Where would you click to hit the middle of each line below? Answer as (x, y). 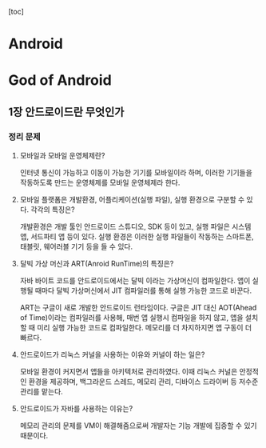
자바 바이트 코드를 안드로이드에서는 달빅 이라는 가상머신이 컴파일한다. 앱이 (135, 281)
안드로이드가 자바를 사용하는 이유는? (76, 409)
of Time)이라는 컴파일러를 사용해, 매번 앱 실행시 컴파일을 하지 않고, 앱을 (131, 318)
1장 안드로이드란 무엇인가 (66, 112)
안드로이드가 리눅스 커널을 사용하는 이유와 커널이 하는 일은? (112, 354)
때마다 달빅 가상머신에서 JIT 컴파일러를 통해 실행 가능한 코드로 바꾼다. (143, 290)
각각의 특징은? (53, 210)
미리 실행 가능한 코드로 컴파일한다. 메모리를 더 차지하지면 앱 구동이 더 (145, 328)
